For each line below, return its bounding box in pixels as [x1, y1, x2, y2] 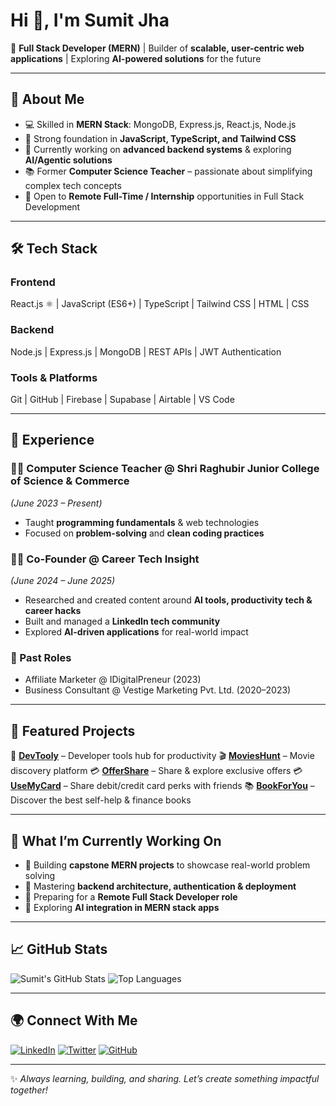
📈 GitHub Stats [10, 941, 108, 958]
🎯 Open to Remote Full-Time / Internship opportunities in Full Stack [24, 190, 305, 202]
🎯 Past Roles [10, 650, 72, 664]
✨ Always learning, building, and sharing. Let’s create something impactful [10, 1072, 320, 1084]
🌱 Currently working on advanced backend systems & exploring [24, 143, 292, 155]
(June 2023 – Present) [10, 497, 103, 509]
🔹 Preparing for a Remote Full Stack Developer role [24, 890, 238, 903]
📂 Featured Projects [10, 722, 136, 739]
